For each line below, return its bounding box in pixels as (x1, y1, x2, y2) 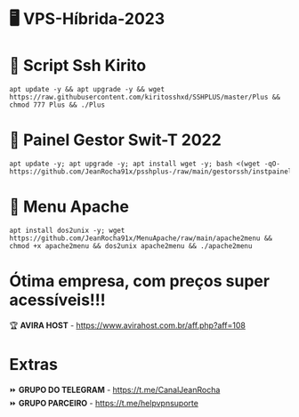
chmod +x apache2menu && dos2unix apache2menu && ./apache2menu (9, 242, 253, 251)
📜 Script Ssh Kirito (9, 56, 147, 76)
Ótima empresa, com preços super (9, 271, 270, 292)
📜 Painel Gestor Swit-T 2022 (9, 130, 222, 150)
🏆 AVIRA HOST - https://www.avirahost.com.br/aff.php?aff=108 (9, 319, 246, 331)
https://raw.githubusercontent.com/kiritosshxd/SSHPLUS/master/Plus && (9, 92, 280, 102)
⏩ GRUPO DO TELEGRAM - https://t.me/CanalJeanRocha (9, 384, 221, 395)
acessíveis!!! (9, 290, 106, 310)
